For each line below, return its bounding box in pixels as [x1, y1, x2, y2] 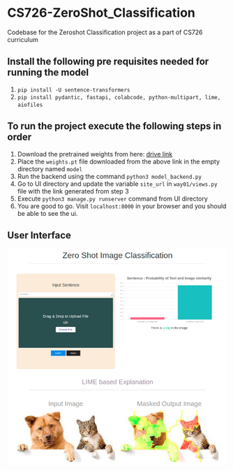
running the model [7, 66, 89, 78]
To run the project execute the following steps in [7, 120, 222, 132]
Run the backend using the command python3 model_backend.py [17, 172, 202, 180]
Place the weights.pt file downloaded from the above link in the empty [17, 157, 220, 166]
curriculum [7, 35, 38, 43]
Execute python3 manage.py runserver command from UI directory [17, 194, 208, 203]
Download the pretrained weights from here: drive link [17, 150, 173, 158]
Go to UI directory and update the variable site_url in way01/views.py [17, 180, 218, 188]
